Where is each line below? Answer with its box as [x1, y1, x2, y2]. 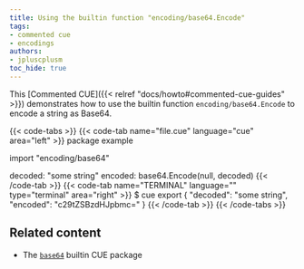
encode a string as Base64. [9, 108, 112, 119]
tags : [9, 22, 30, 31]
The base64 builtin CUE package [22, 249, 142, 260]
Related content [9, 226, 102, 241]
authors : [9, 47, 43, 56]
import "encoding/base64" [9, 152, 111, 163]
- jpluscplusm [9, 55, 64, 64]
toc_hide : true [9, 64, 67, 73]
